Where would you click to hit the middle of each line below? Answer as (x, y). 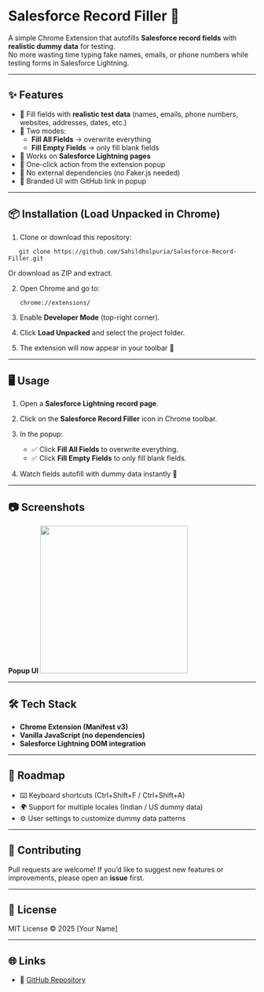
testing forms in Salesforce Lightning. (69, 63)
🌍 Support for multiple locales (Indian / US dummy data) (111, 807)
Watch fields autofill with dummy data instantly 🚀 (99, 474)
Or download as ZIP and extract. (60, 273)
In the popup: (41, 434)
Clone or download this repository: (75, 237)
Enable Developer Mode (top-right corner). (90, 317)
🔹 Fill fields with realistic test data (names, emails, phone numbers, (128, 114)
